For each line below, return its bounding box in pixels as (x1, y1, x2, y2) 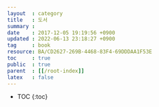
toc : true (7, 55, 51, 62)
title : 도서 (7, 16, 48, 23)
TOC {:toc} (17, 93, 48, 101)
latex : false (7, 73, 54, 81)
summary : (7, 23, 36, 29)
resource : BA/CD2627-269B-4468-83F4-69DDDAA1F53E (7, 49, 153, 56)
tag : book (7, 42, 51, 49)
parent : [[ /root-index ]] (7, 67, 85, 74)
